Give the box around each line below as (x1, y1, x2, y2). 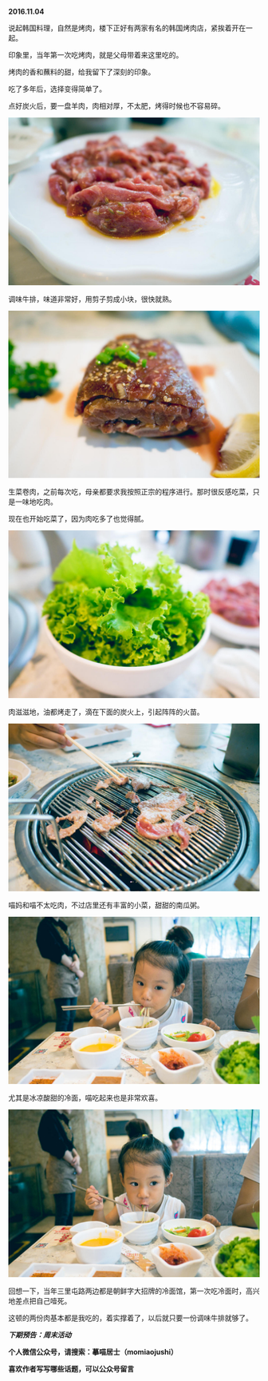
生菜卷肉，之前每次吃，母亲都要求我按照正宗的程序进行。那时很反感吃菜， (8, 487, 253, 497)
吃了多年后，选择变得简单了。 (8, 84, 106, 93)
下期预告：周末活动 (8, 1330, 72, 1340)
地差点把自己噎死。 (8, 1296, 72, 1306)
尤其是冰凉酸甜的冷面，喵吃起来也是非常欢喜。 (8, 1093, 162, 1103)
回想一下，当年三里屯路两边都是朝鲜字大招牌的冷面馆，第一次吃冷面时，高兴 (8, 1286, 260, 1296)
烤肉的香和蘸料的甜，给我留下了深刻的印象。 (8, 67, 156, 77)
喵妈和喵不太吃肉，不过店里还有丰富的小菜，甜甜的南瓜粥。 (8, 900, 204, 910)
